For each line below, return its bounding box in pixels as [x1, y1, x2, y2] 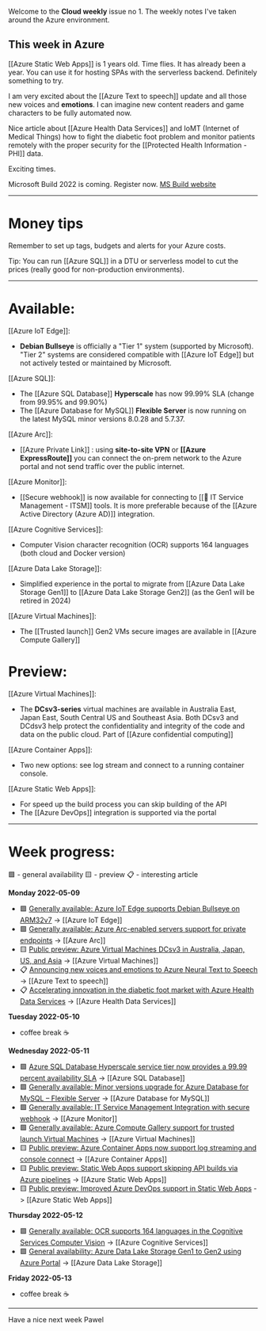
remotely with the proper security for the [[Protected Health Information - [8, 140, 247, 150]
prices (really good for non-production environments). [8, 265, 184, 274]
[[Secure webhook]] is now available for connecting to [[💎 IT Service [19, 492, 244, 502]
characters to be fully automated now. [8, 108, 132, 117]
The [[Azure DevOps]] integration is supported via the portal [19, 807, 217, 817]
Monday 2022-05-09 [8, 887, 81, 898]
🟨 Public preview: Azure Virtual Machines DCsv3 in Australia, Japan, [19, 944, 245, 954]
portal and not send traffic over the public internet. [19, 461, 185, 471]
